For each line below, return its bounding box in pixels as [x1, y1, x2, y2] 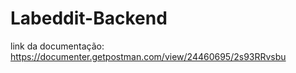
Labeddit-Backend [10, 7, 168, 30]
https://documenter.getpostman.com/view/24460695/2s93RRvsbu [10, 50, 287, 62]
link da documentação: [10, 40, 105, 52]
